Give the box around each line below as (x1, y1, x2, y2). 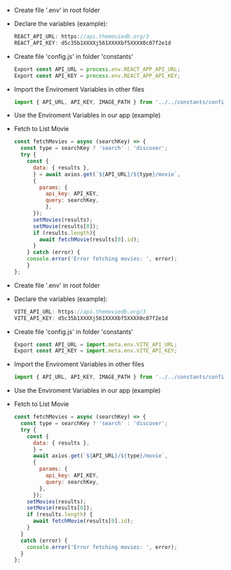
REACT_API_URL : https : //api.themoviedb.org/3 (13, 33, 149, 40)
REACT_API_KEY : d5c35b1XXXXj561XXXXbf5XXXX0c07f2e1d (13, 39, 171, 46)
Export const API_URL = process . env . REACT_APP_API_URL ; (13, 66, 181, 73)
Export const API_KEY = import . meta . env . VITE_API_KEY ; (13, 347, 178, 354)
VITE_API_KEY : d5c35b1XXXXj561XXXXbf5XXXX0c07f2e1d (13, 314, 168, 321)
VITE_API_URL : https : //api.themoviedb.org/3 (13, 308, 146, 315)
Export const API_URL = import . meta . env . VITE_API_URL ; (13, 341, 178, 348)
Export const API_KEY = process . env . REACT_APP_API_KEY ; (13, 72, 181, 79)
